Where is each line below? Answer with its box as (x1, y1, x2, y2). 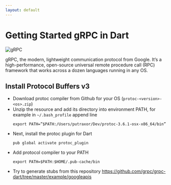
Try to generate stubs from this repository (12, 168, 101, 174)
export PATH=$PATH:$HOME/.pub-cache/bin (12, 159, 100, 165)
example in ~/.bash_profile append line (12, 112, 97, 118)
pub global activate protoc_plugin (12, 141, 89, 146)
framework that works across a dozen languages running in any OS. (5, 67, 148, 73)
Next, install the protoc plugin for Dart (12, 131, 92, 137)
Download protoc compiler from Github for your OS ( (12, 96, 124, 102)
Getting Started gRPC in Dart (5, 29, 129, 41)
